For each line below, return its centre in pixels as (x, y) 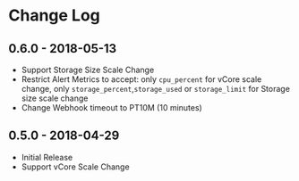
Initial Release (47, 157)
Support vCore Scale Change (76, 167)
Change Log (54, 16)
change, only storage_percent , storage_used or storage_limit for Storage (155, 89)
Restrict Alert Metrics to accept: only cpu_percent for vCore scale (141, 79)
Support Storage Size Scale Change (88, 70)
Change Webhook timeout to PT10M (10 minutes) (111, 107)
